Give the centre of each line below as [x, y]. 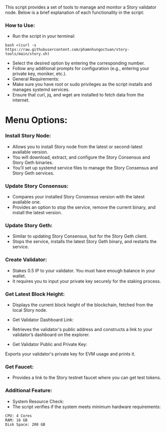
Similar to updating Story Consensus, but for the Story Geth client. [80, 236]
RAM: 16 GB [16, 420]
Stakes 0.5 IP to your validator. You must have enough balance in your [84, 270]
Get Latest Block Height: [35, 294]
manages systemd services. [41, 89]
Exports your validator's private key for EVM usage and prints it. [70, 354]
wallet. [19, 276]
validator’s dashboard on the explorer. [51, 335]
